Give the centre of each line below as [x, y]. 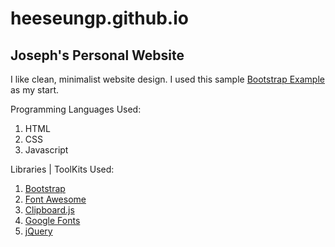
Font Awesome [55, 199]
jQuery [38, 231]
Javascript [46, 150]
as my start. [35, 90]
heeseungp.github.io [99, 18]
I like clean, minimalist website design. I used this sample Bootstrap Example [167, 79]
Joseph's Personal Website [97, 55]
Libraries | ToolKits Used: [62, 169]
